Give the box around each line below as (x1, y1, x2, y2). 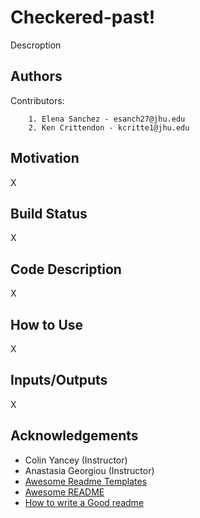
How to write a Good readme (24, 496, 145, 508)
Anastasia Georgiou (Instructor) (24, 464, 155, 476)
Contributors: (10, 94, 65, 106)
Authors (10, 68, 63, 85)
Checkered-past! (10, 6, 156, 29)
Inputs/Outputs (10, 372, 108, 389)
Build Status (10, 205, 88, 222)
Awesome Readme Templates (24, 475, 148, 487)
